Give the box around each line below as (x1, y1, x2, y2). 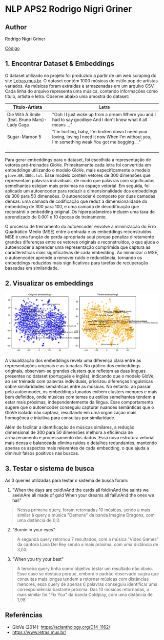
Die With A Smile (7, 111, 41, 117)
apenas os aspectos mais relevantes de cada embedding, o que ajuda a (5, 445, 149, 451)
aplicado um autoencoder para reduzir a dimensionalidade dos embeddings (5, 188, 158, 194)
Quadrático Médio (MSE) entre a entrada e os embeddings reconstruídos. (5, 229, 153, 235)
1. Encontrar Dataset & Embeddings (5, 60, 115, 68)
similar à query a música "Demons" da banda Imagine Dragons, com (17, 512, 155, 518)
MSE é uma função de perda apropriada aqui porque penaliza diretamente (5, 234, 154, 239)
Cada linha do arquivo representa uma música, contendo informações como (5, 88, 158, 94)
